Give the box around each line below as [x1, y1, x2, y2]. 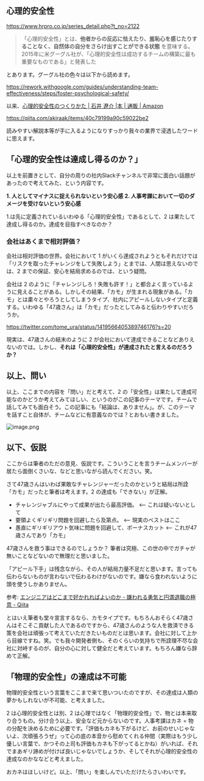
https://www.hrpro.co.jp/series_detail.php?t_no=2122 [6, 22, 140, 29]
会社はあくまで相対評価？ [6, 237, 82, 245]
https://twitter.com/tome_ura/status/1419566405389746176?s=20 [6, 323, 172, 330]
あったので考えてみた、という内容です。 [6, 179, 107, 186]
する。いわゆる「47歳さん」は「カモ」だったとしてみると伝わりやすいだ [6, 303, 189, 310]
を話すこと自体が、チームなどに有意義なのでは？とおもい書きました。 [6, 411, 183, 418]
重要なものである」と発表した [21, 57, 96, 65]
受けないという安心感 [27, 200, 81, 207]
